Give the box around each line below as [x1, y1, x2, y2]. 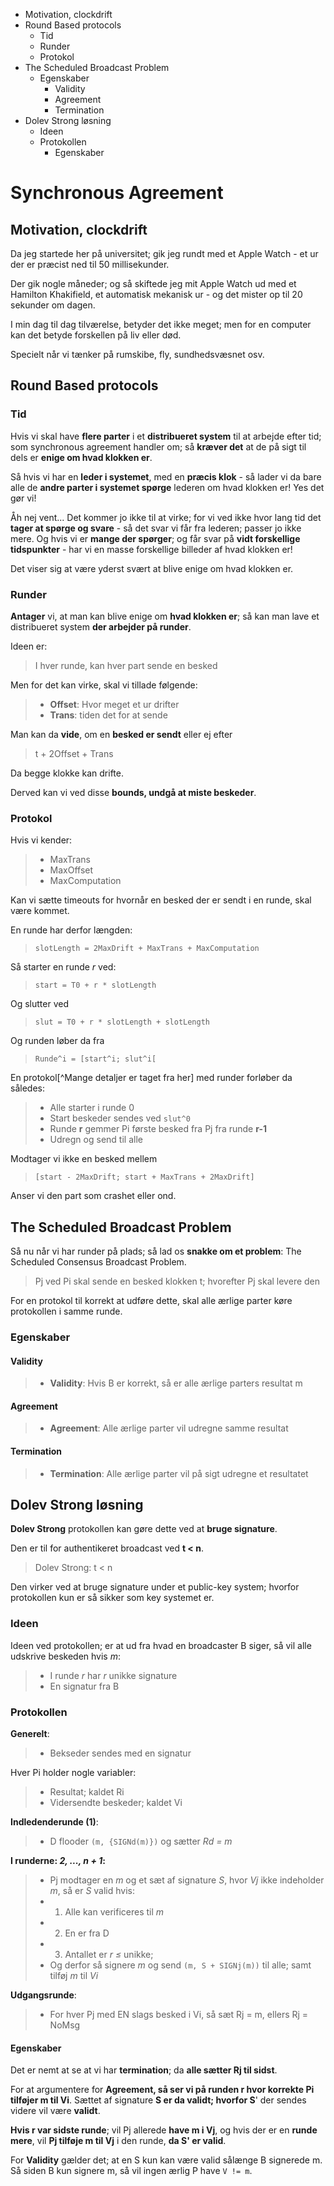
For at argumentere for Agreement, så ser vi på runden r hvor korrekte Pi [10, 2084, 315, 2096]
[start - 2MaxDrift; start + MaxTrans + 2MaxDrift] [34, 1172, 255, 1183]
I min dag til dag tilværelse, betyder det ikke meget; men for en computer [10, 319, 312, 330]
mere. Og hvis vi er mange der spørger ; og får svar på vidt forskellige [10, 532, 301, 544]
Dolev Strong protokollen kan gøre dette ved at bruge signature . [10, 1523, 278, 1535]
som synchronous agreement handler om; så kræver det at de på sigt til [10, 440, 307, 453]
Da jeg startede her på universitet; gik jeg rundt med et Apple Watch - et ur [10, 248, 319, 259]
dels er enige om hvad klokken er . [10, 451, 153, 463]
